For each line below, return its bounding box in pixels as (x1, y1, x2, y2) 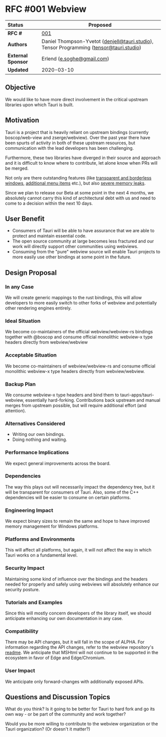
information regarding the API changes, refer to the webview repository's (5, 644, 154, 650)
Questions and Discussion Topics (5, 693, 110, 701)
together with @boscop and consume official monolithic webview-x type (5, 334, 153, 340)
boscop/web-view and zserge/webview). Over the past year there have (5, 134, 151, 140)
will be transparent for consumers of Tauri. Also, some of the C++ (5, 489, 139, 495)
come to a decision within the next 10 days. (5, 200, 93, 206)
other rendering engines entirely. (5, 305, 72, 311)
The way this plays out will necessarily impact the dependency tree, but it (5, 484, 155, 490)
